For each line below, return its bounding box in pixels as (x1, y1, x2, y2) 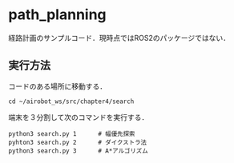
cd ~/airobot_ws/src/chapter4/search (8, 97, 135, 105)
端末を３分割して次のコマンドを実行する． (8, 112, 149, 121)
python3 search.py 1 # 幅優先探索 (8, 129, 135, 137)
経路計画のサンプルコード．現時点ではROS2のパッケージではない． (8, 33, 231, 42)
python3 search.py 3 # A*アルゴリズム (8, 146, 148, 155)
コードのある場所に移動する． (8, 81, 107, 91)
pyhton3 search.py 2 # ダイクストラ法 (8, 138, 147, 146)
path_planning (8, 6, 107, 24)
